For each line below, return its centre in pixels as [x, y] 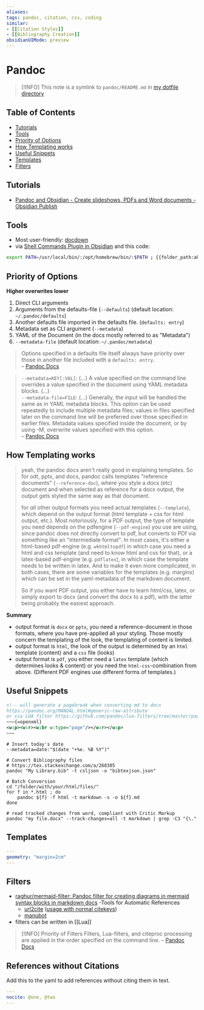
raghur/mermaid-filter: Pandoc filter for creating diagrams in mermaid [102, 896]
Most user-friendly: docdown [52, 240]
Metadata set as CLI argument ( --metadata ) [69, 329]
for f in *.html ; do [34, 792]
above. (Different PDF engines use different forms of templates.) [95, 672]
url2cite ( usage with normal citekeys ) [70, 909]
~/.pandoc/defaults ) [41, 316]
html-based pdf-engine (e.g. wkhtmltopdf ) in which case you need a [106, 546]
